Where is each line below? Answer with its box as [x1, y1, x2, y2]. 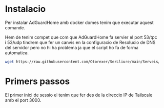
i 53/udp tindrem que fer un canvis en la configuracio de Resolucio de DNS [5, 39, 156, 45]
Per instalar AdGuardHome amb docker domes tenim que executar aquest [5, 20, 154, 25]
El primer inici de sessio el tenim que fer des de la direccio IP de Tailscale [5, 92, 153, 98]
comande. [5, 24, 25, 30]
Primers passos [5, 76, 70, 86]
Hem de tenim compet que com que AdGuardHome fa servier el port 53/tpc [5, 34, 157, 40]
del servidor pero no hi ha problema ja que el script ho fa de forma [5, 44, 139, 50]
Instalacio [5, 3, 46, 15]
